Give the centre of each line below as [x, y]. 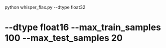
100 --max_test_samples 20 [64, 38]
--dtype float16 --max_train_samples [83, 27]
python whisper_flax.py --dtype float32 [45, 7]
